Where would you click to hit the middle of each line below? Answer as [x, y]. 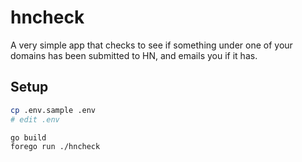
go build [28, 137]
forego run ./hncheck [55, 147]
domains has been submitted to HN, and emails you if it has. [134, 55]
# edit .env [35, 119]
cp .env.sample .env [53, 110]
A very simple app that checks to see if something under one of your [151, 45]
